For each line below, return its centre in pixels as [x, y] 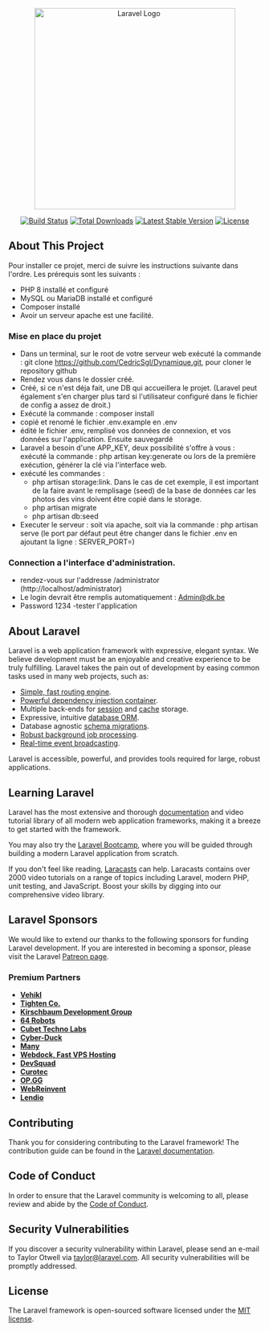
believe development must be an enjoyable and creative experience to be [130, 659]
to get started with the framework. [65, 829]
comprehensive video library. [57, 895]
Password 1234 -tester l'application [79, 606]
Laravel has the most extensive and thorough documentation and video [126, 812]
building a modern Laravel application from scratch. [94, 854]
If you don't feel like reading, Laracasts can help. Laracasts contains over [129, 869]
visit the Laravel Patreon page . [59, 956]
